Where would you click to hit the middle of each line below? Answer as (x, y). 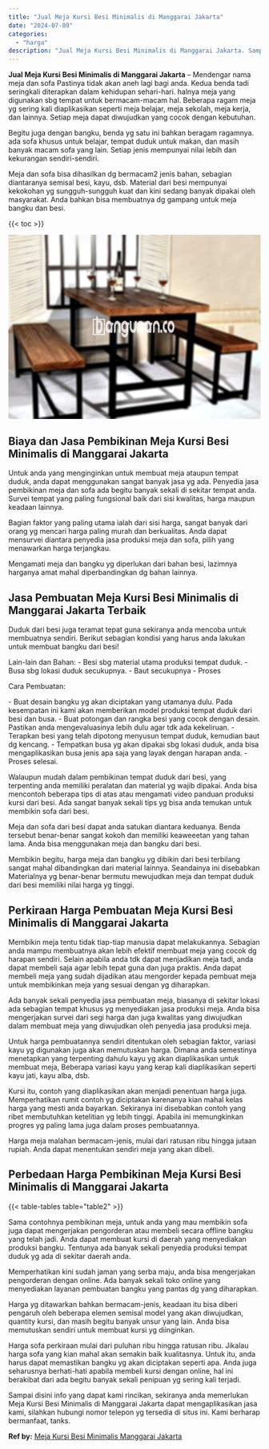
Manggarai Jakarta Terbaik (77, 610)
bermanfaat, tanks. (39, 1420)
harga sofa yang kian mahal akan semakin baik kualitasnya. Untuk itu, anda (132, 1353)
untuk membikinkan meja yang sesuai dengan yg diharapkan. (109, 985)
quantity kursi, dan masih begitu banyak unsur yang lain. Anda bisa (119, 1321)
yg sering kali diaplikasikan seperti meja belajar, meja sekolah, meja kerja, (130, 109)
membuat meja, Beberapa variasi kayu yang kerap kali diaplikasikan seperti (132, 1067)
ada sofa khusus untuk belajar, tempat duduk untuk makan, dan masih (124, 141)
